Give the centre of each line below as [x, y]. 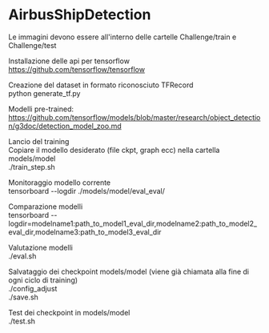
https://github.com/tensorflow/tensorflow [77, 69]
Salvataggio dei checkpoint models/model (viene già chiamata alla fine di [129, 271]
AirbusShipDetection [80, 15]
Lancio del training [39, 141]
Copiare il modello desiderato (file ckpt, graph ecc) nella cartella [114, 150]
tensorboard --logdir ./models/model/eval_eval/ [87, 191]
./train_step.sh [32, 166]
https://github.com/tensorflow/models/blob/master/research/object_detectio [134, 117]
